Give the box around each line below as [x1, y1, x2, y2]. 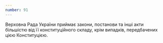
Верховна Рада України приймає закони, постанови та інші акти [5, 21, 144, 27]
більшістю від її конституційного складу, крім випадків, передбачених [5, 26, 158, 33]
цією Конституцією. [5, 32, 48, 38]
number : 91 [5, 7, 28, 13]
